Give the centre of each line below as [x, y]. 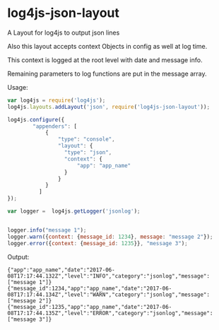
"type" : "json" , [88, 153]
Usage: [18, 87]
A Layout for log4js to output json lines [64, 33]
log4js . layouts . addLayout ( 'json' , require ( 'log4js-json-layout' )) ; [109, 107]
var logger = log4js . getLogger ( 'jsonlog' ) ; [74, 211]
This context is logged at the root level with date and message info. [105, 60]
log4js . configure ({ [36, 119]
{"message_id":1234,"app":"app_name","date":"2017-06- [90, 288]
